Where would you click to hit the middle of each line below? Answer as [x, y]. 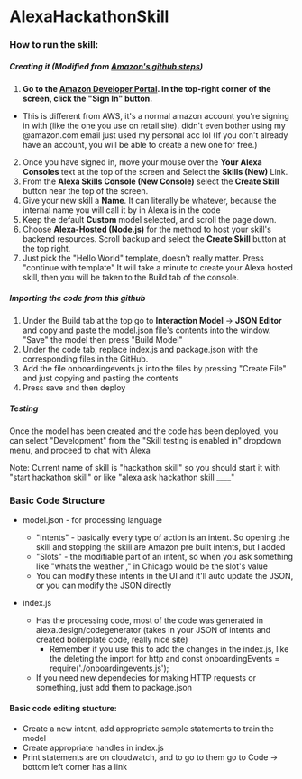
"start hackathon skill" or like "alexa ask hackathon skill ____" [122, 477]
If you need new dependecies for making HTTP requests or [146, 678]
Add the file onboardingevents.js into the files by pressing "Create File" [154, 369]
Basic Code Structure [57, 500]
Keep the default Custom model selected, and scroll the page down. [149, 220]
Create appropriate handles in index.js [93, 747]
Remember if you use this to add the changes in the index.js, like [169, 649]
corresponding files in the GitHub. [85, 359]
